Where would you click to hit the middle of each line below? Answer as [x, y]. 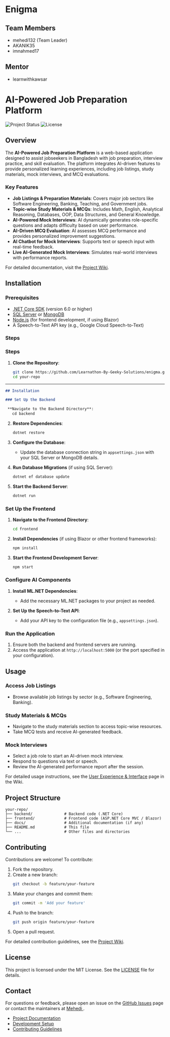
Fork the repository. [33, 869]
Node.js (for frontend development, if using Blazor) [66, 319]
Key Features [22, 187]
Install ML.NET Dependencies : [45, 591]
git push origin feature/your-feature [53, 922]
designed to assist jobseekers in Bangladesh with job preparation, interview [84, 158]
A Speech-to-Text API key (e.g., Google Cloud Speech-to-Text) [78, 325]
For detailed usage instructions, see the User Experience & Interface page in [85, 776]
